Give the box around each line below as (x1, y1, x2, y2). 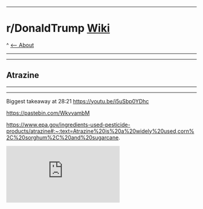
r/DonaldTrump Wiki (6, 22, 110, 35)
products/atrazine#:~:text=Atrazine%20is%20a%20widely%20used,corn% (6, 127, 195, 135)
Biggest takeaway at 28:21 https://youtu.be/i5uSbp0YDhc (6, 97, 149, 104)
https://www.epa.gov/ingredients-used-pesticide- (6, 121, 131, 128)
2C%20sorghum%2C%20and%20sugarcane (6, 133, 119, 141)
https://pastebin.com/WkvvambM (6, 109, 90, 117)
